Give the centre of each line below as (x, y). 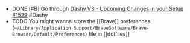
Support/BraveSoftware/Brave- (111, 28)
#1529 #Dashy (30, 15)
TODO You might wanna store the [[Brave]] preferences (81, 21)
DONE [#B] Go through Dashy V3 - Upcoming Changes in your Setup (98, 9)
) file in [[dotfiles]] (107, 34)
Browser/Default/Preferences (49, 35)
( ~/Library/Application (41, 27)
